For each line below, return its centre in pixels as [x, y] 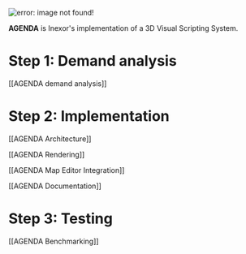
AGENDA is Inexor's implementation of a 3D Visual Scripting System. [123, 28]
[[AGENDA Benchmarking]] [54, 241]
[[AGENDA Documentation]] [55, 186]
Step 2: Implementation [89, 116]
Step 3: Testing [61, 219]
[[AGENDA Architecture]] [50, 139]
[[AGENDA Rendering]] [47, 154]
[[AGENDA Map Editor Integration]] [67, 170]
